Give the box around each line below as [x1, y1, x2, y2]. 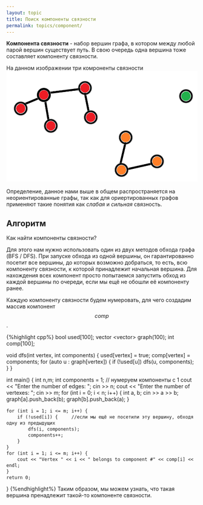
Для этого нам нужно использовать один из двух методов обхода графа [6, 246, 195, 254]
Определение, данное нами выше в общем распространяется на [6, 188, 176, 195]
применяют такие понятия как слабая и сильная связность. [6, 200, 162, 208]
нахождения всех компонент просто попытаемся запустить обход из [6, 272, 186, 279]
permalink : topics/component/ [6, 22, 83, 28]
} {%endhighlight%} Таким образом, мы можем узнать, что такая [6, 485, 175, 493]
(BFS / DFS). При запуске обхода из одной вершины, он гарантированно [6, 252, 194, 260]
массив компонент [6, 303, 56, 310]
